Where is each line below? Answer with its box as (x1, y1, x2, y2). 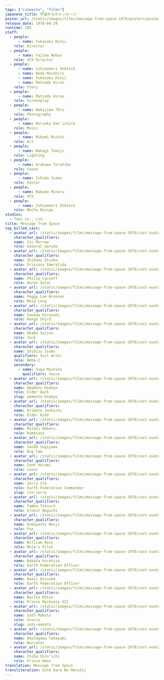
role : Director (14, 44, 45, 49)
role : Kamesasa (14, 431, 45, 436)
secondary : (14, 363, 36, 367)
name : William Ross (14, 540, 54, 545)
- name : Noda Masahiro (18, 71, 64, 76)
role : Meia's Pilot (14, 545, 54, 550)
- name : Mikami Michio (18, 135, 64, 140)
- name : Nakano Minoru (18, 189, 64, 194)
